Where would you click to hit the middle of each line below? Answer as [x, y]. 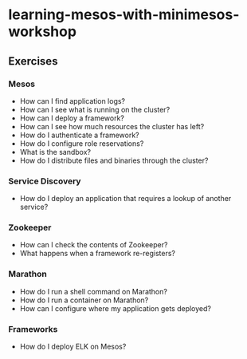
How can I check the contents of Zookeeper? [94, 245]
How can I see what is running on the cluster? [95, 109]
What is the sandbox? [55, 152]
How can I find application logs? [73, 101]
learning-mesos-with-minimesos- [124, 15]
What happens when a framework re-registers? [98, 254]
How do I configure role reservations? [82, 143]
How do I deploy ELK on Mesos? [73, 347]
